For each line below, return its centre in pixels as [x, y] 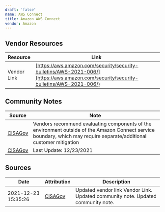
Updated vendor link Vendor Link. [114, 190]
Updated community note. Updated [116, 196]
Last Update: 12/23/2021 [63, 150]
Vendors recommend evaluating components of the [92, 124]
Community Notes [34, 102]
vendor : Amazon [21, 23]
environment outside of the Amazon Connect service [94, 130]
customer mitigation [56, 142]
